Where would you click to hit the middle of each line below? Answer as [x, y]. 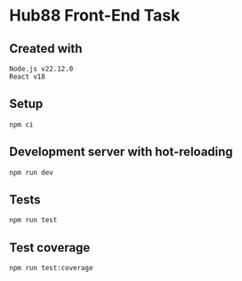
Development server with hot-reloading [121, 152]
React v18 [28, 77]
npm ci [21, 124]
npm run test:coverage [51, 269]
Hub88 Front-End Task [95, 16]
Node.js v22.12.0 [41, 69]
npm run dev [31, 172]
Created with [46, 49]
